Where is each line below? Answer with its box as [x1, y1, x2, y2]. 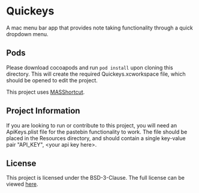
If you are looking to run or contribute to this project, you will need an [6, 121, 177, 129]
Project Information [6, 106, 80, 116]
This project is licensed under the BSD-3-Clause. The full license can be [6, 174, 185, 182]
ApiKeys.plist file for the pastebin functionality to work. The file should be [6, 128, 188, 135]
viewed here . [6, 180, 38, 188]
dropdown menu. [6, 30, 49, 37]
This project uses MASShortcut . [6, 88, 85, 96]
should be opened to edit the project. [6, 76, 98, 84]
